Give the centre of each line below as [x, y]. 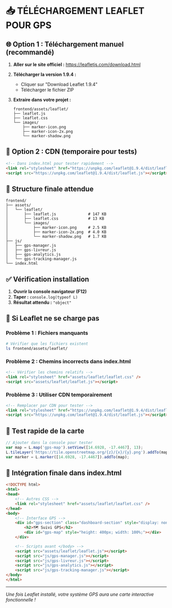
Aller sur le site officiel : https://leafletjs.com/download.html [77, 65]
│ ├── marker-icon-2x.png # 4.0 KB [56, 232]
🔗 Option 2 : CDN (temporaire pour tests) [71, 152]
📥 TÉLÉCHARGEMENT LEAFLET [75, 11]
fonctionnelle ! [21, 600]
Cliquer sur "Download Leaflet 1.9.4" [59, 84]
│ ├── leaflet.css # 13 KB [55, 219]
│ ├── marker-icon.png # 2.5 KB [56, 228]
